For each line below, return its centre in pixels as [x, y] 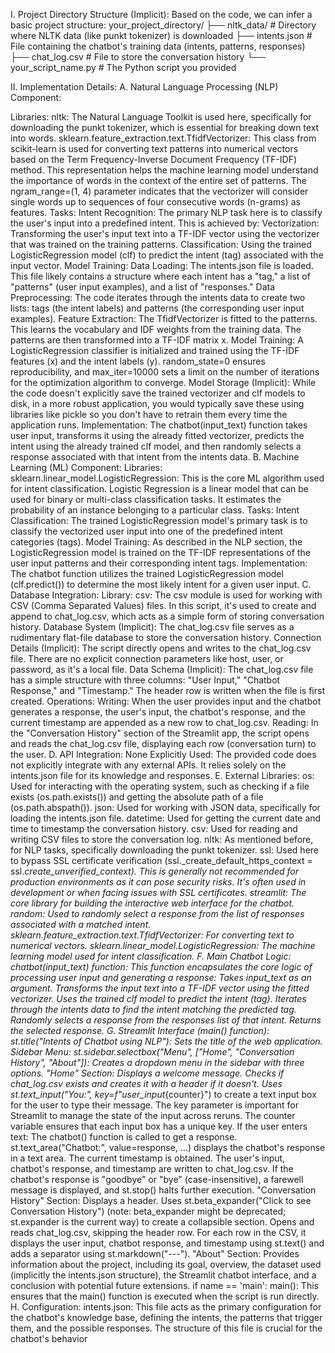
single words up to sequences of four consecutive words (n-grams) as [155, 202]
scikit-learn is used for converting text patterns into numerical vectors [154, 148]
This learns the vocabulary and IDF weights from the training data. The [156, 329]
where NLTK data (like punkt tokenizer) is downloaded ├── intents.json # [161, 35]
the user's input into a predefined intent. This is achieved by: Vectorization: [165, 223]
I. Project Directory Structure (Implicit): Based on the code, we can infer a [161, 14]
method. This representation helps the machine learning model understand [164, 170]
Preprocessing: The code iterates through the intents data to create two [158, 297]
